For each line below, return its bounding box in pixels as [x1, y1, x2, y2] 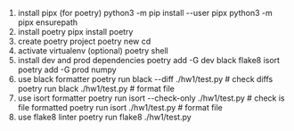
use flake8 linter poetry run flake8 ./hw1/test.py [17, 111, 192, 122]
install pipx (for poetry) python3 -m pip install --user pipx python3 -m [17, 8, 274, 18]
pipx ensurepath [17, 17, 78, 28]
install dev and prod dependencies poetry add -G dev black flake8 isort [17, 55, 281, 65]
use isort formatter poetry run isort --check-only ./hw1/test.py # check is [17, 93, 285, 103]
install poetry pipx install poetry [17, 27, 134, 37]
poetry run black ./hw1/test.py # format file [17, 84, 176, 94]
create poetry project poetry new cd [17, 36, 151, 46]
